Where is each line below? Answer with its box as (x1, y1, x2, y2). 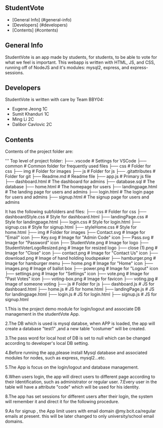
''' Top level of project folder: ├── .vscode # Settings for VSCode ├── (5, 158, 147, 164)
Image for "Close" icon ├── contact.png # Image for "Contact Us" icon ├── (5, 250, 158, 256)
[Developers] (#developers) (12, 22, 68, 28)
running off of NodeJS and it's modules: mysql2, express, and (5, 64, 129, 70)
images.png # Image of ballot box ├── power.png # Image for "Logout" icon (5, 266, 158, 271)
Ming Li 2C (12, 116, 34, 122)
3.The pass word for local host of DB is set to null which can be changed (5, 335, 151, 341)
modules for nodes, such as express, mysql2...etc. (5, 355, 106, 361)
